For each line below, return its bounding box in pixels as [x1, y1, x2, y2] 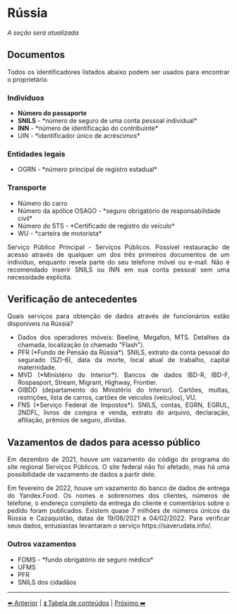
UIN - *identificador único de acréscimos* [17, 132, 140, 140]
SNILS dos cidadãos [17, 578, 77, 586]
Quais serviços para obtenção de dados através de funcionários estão [7, 312, 230, 320]
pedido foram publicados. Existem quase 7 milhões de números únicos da [7, 506, 230, 515]
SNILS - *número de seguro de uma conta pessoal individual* [17, 117, 197, 125]
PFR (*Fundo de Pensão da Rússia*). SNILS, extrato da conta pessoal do [17, 348, 230, 357]
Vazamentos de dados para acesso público [7, 436, 201, 448]
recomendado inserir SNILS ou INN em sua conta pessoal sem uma [7, 265, 230, 274]
